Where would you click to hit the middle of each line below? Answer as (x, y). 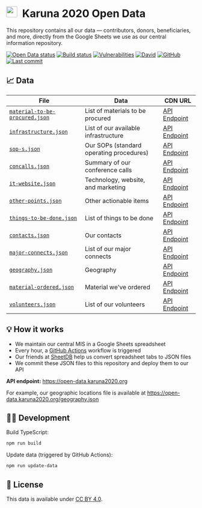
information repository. (35, 43)
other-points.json (35, 201)
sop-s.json (25, 149)
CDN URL (178, 100)
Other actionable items (117, 201)
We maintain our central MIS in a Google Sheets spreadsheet (90, 344)
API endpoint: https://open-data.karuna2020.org (67, 381)
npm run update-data (32, 466)
